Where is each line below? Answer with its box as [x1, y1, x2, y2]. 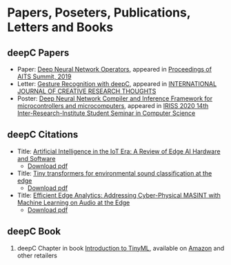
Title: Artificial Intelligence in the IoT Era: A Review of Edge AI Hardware [17, 147, 221, 156]
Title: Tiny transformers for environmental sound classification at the [17, 169, 212, 177]
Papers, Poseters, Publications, [7, 5, 191, 21]
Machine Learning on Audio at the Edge [17, 198, 130, 206]
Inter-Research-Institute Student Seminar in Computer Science [17, 109, 196, 117]
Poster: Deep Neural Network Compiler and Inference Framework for [17, 94, 212, 103]
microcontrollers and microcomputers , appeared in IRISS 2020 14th [17, 102, 209, 109]
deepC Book [7, 226, 61, 237]
